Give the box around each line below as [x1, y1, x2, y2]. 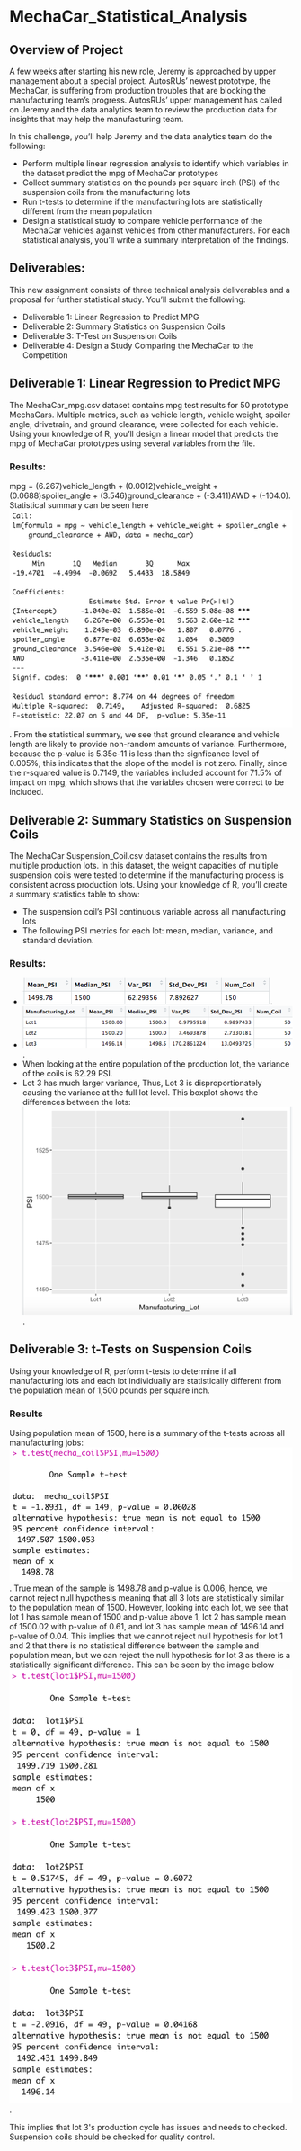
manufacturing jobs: [9, 1437, 84, 1449]
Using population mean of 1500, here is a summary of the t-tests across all [9, 1428, 286, 1439]
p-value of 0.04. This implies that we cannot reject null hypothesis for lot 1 [9, 1630, 283, 1642]
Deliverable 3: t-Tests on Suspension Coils [9, 1342, 252, 1357]
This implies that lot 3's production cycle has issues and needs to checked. [9, 2121, 288, 2132]
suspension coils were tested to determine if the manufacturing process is [9, 870, 285, 880]
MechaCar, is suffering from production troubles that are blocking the [9, 85, 267, 95]
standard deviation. [22, 935, 94, 946]
